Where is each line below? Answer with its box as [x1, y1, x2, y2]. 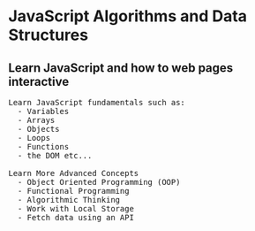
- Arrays [17, 115, 56, 125]
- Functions [17, 142, 70, 151]
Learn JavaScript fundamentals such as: [8, 97, 186, 107]
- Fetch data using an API [17, 212, 134, 222]
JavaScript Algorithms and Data [8, 6, 248, 27]
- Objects [17, 124, 60, 134]
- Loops [17, 133, 50, 142]
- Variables [17, 106, 70, 116]
